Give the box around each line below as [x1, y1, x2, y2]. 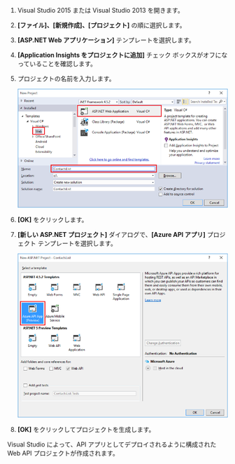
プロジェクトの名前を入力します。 [17, 74, 115, 83]
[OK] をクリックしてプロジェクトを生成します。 [17, 425, 155, 434]
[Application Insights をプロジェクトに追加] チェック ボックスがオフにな [17, 51, 228, 59]
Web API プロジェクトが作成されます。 [7, 449, 119, 458]
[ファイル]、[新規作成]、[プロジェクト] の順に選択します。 [17, 21, 187, 29]
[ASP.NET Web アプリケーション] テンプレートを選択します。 [17, 36, 196, 44]
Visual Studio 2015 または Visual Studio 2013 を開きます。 [17, 6, 184, 14]
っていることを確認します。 [17, 60, 97, 68]
